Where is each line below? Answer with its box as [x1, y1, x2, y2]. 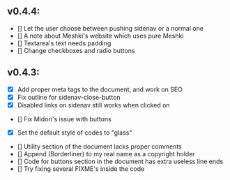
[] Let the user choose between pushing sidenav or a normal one [17, 24, 204, 32]
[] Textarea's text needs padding [17, 38, 112, 47]
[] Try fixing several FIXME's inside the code [17, 164, 145, 173]
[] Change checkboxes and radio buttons [17, 46, 135, 54]
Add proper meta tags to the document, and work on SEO [17, 85, 183, 93]
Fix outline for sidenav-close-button [17, 93, 121, 101]
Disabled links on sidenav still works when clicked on [17, 100, 170, 109]
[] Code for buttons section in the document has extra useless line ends [17, 157, 224, 165]
